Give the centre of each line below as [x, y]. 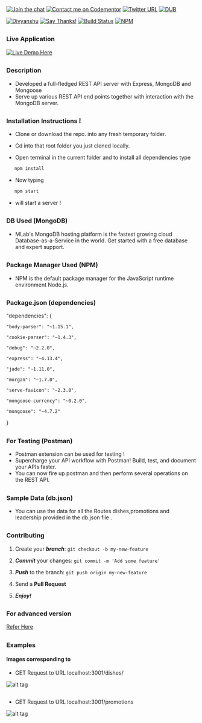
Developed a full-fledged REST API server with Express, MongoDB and [103, 83]
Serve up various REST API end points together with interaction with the [104, 96]
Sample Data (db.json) [40, 498]
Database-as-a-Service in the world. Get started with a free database [101, 240]
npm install [29, 169]
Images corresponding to [39, 660]
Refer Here [20, 627]
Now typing [29, 180]
